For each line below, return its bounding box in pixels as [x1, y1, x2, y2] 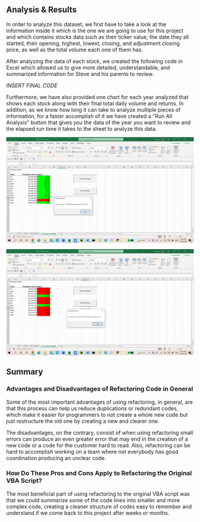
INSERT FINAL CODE [6, 82, 58, 89]
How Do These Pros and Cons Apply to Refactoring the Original [6, 469, 192, 477]
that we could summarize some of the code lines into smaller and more [6, 496, 180, 503]
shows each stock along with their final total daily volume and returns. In [6, 100, 184, 107]
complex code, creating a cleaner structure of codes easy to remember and [6, 503, 192, 510]
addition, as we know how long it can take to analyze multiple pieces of [6, 106, 181, 113]
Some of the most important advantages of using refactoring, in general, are [6, 398, 193, 406]
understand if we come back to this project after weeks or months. [6, 509, 170, 516]
